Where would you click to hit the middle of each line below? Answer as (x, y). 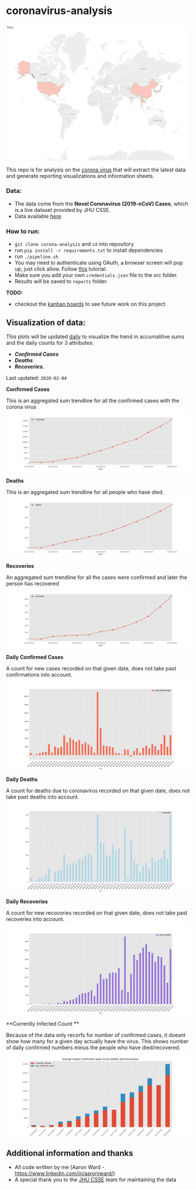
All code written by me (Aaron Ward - (59, 1167)
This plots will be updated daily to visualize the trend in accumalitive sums (95, 336)
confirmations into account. (39, 675)
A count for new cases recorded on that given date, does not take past (91, 669)
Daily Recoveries (27, 902)
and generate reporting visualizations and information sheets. (80, 176)
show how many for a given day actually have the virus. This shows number (97, 1041)
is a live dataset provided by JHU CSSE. (63, 210)
